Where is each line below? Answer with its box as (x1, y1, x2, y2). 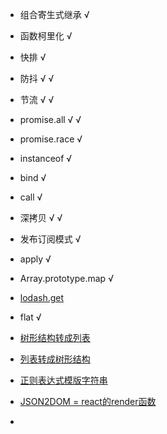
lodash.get (19, 292, 65, 303)
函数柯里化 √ (19, 30, 73, 42)
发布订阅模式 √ (19, 233, 82, 245)
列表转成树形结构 (19, 353, 91, 365)
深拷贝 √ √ (19, 212, 63, 223)
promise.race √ (19, 133, 83, 145)
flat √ (19, 311, 42, 323)
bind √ (19, 172, 47, 183)
